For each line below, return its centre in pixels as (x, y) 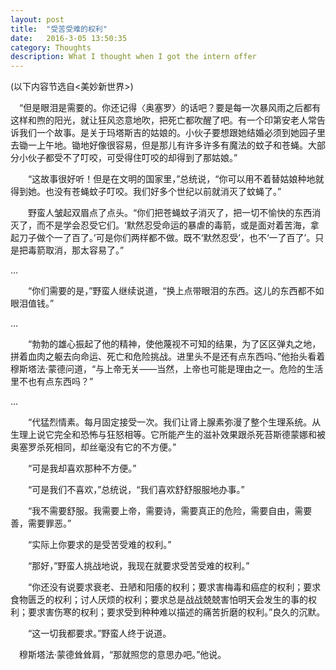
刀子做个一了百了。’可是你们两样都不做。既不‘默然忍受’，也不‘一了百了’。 (167, 238)
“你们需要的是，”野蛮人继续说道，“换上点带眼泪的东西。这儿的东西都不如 (176, 291)
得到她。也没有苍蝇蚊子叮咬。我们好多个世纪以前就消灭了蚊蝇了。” (146, 192)
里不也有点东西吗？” (52, 382)
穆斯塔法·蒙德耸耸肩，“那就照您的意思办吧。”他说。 (122, 655)
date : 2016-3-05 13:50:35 (69, 38)
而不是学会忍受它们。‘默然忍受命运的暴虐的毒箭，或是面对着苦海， (173, 225)
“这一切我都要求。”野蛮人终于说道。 (99, 633)
